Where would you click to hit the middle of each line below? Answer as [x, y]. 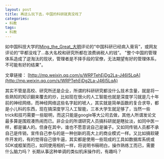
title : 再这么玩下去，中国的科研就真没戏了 [44, 14]
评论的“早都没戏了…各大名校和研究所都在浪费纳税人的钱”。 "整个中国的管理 [81, 53]
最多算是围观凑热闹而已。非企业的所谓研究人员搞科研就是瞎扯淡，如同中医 [80, 121]
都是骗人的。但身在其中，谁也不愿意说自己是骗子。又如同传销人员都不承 [86, 127]
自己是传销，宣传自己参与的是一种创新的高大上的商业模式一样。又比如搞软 [80, 133]
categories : [17, 18]
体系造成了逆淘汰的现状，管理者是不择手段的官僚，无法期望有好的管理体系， [82, 59]
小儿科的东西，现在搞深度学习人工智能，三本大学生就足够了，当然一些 [80, 109]
